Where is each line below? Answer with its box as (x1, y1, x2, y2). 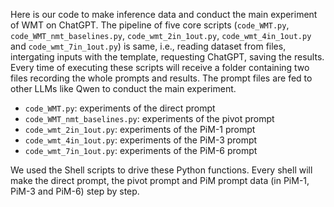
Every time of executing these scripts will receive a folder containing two (10, 62, 310, 73)
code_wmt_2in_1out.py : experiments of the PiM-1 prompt (24, 124, 256, 135)
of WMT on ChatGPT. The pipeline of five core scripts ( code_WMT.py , (10, 19, 290, 31)
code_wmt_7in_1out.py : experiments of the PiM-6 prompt (24, 145, 258, 156)
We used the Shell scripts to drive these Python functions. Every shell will (10, 164, 313, 176)
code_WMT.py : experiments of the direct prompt (24, 102, 216, 114)
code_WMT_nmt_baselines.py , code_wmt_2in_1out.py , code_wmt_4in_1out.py (10, 30, 312, 41)
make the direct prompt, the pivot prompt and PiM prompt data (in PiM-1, (10, 175, 310, 186)
